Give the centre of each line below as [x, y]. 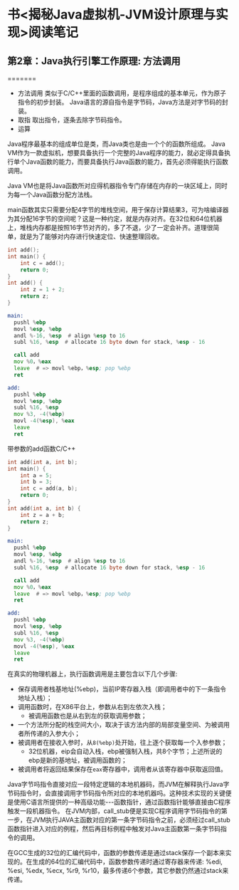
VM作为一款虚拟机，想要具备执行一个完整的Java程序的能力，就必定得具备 [116, 153]
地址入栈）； [35, 698]
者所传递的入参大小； [49, 733]
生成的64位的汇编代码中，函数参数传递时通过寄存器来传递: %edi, [127, 862]
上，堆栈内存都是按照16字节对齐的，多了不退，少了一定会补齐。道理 [107, 227]
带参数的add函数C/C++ [42, 449]
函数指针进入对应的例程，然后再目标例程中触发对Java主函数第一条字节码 [114, 829]
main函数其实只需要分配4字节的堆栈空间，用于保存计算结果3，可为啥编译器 [118, 210]
